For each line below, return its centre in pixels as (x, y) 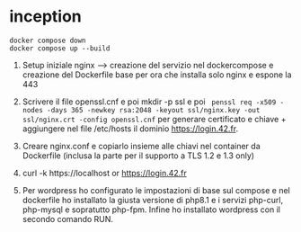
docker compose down (48, 40)
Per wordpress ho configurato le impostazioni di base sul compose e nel (156, 190)
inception (46, 17)
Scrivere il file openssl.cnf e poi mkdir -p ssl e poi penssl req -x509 (149, 102)
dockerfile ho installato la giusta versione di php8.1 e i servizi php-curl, (153, 200)
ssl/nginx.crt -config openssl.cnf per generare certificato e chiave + (154, 119)
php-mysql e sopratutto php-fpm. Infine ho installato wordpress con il (151, 210)
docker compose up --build (60, 48)
